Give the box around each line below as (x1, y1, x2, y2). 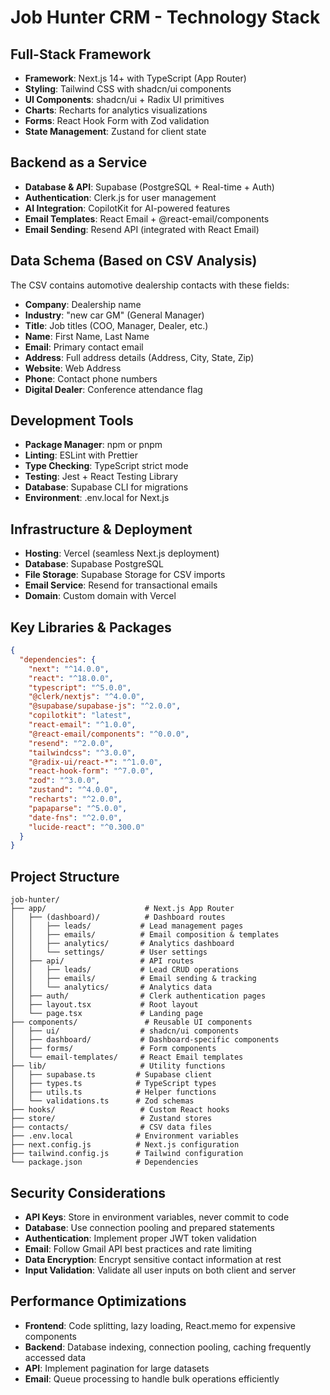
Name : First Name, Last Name (24, 330, 150, 342)
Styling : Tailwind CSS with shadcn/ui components (24, 83, 232, 95)
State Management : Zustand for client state (24, 126, 207, 137)
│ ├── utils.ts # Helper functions (10, 1087, 217, 1098)
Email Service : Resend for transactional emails (24, 579, 218, 591)
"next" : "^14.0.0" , (28, 664, 110, 674)
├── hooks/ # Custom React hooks (10, 1105, 230, 1115)
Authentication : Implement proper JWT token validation (24, 1232, 257, 1244)
